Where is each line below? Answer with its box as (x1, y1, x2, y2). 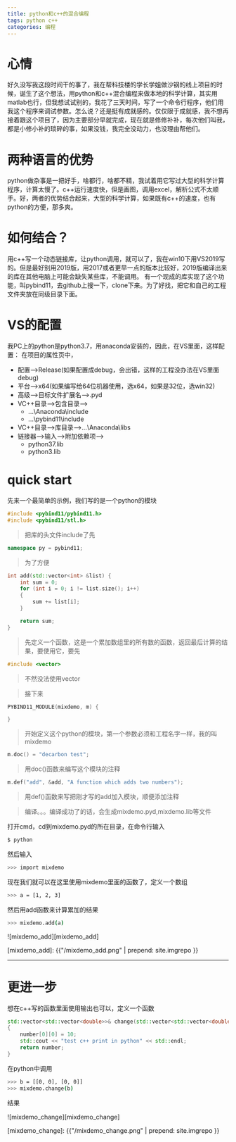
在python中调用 (7, 1064, 53, 1072)
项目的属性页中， (27, 351, 77, 359)
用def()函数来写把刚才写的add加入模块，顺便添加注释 (24, 793, 179, 801)
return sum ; (20, 617, 55, 625)
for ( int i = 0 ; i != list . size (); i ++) (20, 585, 140, 592)
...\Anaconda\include (27, 408, 89, 416)
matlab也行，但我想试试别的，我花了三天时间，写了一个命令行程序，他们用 (7, 98, 224, 106)
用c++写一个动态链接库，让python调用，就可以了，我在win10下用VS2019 (7, 255, 219, 263)
